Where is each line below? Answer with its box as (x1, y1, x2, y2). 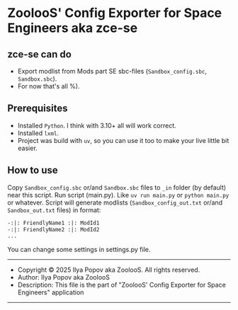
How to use (7, 164, 58, 176)
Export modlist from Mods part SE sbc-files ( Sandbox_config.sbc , (17, 67, 208, 75)
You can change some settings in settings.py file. (7, 246, 151, 254)
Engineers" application (17, 288, 84, 297)
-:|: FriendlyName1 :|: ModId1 (7, 219, 100, 226)
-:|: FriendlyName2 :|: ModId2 (7, 226, 100, 233)
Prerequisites (7, 103, 68, 115)
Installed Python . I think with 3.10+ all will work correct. (17, 121, 177, 130)
